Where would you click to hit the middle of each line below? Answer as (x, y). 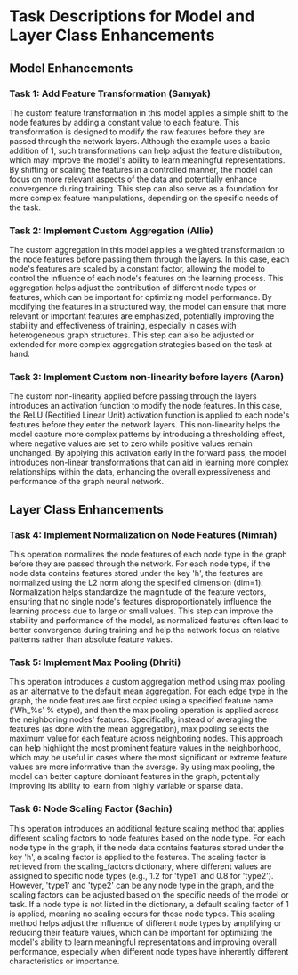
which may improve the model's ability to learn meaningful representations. (147, 160)
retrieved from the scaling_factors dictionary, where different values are (141, 866)
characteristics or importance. (64, 961)
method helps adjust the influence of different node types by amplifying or (145, 922)
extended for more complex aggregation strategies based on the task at (141, 345)
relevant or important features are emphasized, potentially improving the (142, 316)
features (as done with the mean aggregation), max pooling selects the (139, 729)
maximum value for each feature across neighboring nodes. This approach (146, 739)
